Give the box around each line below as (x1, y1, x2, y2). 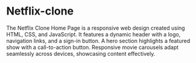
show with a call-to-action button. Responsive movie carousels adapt (6, 44, 179, 51)
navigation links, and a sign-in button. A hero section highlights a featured (6, 37, 191, 44)
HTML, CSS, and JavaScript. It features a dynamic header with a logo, (6, 30, 181, 38)
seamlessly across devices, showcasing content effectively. (6, 50, 155, 57)
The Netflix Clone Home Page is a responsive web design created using (6, 24, 186, 31)
